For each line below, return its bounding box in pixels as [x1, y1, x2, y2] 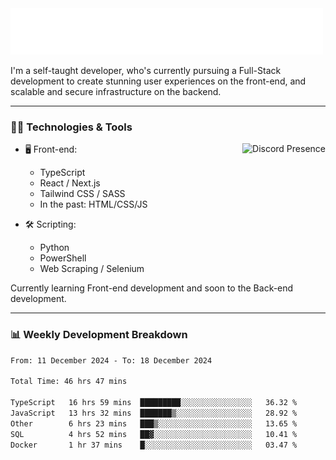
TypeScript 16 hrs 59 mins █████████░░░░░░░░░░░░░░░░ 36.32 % [10, 398, 298, 408]
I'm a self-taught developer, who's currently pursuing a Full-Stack [10, 65, 282, 76]
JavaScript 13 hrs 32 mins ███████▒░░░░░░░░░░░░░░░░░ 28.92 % [10, 408, 298, 418]
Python [39, 242, 70, 254]
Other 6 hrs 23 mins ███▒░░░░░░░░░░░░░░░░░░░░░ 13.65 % [10, 418, 298, 429]
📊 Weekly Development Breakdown [10, 328, 188, 342]
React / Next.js [39, 177, 101, 189]
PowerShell [39, 252, 87, 264]
